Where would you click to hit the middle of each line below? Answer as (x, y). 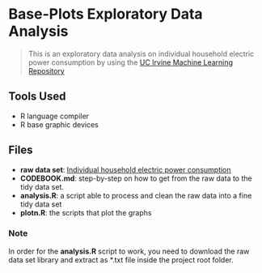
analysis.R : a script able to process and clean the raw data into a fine (136, 195)
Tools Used (37, 97)
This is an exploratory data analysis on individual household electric (141, 53)
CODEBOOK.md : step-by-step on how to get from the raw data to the (136, 178)
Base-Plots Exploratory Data (106, 14)
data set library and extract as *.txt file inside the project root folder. (121, 259)
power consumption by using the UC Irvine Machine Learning (130, 62)
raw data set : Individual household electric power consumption (126, 169)
